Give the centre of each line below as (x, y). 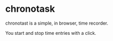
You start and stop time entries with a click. (51, 33)
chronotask (30, 9)
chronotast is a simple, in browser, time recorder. (57, 23)
